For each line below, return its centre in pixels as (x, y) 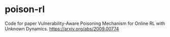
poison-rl (25, 9)
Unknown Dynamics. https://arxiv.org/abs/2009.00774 (62, 28)
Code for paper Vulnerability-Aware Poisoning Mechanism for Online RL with (85, 23)
